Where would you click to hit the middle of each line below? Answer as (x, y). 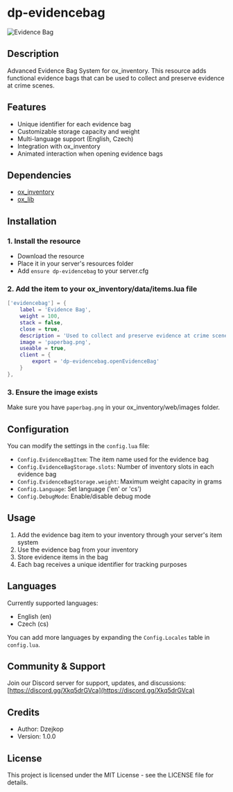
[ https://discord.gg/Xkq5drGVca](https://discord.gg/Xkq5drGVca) (101, 691)
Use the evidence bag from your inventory (78, 550)
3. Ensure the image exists (53, 392)
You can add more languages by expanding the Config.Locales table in (109, 637)
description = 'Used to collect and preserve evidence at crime (114, 336)
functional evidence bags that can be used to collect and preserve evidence (116, 78)
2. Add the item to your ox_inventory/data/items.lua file (102, 288)
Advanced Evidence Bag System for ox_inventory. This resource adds (107, 70)
